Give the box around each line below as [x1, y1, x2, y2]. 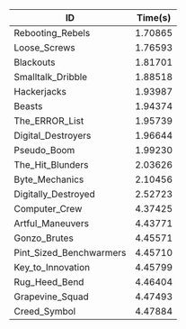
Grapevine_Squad [13, 290, 90, 303]
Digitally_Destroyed [13, 188, 96, 200]
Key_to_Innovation [13, 261, 91, 273]
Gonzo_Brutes [13, 232, 74, 244]
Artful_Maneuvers [13, 217, 90, 229]
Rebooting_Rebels [13, 27, 91, 39]
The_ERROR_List [13, 114, 84, 127]
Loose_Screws [13, 41, 76, 53]
